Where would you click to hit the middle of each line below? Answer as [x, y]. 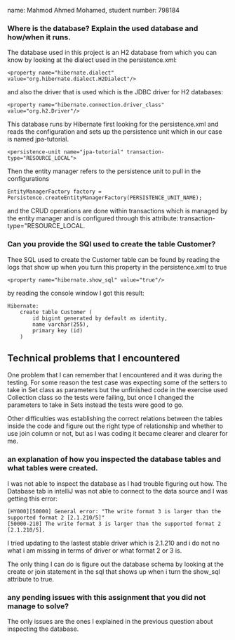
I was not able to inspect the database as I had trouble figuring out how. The [117, 483]
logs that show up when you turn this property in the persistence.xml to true [117, 267]
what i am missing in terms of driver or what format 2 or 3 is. [95, 550]
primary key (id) [58, 330]
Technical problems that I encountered [94, 358]
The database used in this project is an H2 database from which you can [112, 53]
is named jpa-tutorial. [38, 139]
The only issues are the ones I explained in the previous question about [110, 621]
